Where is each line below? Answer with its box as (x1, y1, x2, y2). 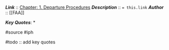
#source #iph (5, 29, 34, 35)
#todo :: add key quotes (5, 39, 55, 45)
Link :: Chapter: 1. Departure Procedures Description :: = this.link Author (5, 5, 164, 10)
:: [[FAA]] (5, 10, 25, 16)
